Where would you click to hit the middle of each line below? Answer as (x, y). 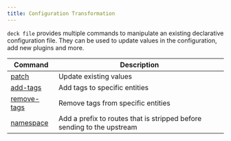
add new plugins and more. (46, 47)
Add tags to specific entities (103, 87)
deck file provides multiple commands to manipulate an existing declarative (115, 33)
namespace (30, 122)
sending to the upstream (98, 127)
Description (140, 65)
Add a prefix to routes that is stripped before (130, 118)
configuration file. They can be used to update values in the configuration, (112, 40)
